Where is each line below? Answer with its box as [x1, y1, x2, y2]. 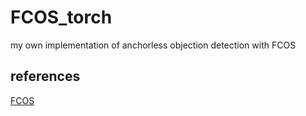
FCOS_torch [10, 6, 113, 29]
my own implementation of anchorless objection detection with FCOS [10, 39, 297, 51]
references [10, 68, 81, 85]
